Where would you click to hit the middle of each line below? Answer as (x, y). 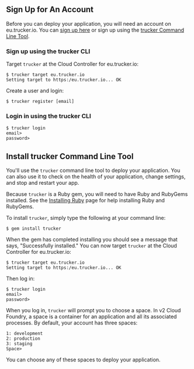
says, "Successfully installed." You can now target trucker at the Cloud (91, 246)
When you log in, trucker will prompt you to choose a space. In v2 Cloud (93, 311)
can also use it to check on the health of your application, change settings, (96, 177)
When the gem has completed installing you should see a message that (92, 240)
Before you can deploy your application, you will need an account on (89, 23)
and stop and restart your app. (43, 183)
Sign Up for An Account (50, 10)
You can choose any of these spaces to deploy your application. (83, 360)
